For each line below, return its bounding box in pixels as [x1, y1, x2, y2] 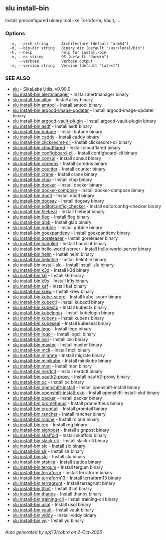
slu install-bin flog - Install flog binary [12, 214, 90, 220]
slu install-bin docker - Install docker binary [12, 182, 103, 188]
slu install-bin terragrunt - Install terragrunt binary [12, 480, 115, 486]
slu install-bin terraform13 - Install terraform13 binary [12, 475, 121, 481]
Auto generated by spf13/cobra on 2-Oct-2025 [5, 529, 102, 535]
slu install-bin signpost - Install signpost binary [12, 427, 109, 433]
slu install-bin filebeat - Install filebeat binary [12, 209, 105, 215]
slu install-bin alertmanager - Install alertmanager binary [12, 91, 129, 97]
